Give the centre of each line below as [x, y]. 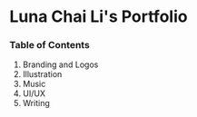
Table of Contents [50, 45]
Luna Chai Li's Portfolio [98, 17]
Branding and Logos [60, 64]
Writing [36, 103]
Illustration [42, 74]
